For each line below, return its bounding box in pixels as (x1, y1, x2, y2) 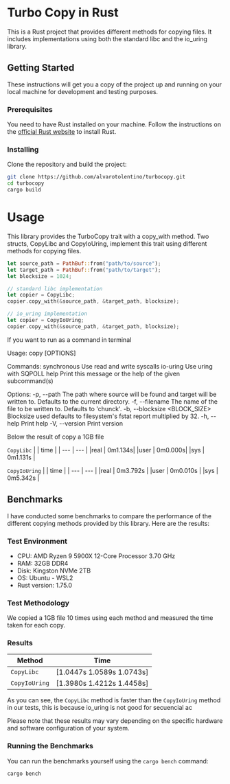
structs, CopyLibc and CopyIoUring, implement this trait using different (7, 239, 207, 248)
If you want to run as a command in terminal (7, 335, 132, 344)
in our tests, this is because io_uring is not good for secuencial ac (7, 704, 192, 712)
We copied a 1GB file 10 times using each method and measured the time (7, 614, 214, 622)
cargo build (7, 187, 41, 194)
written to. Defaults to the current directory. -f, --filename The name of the (7, 397, 218, 406)
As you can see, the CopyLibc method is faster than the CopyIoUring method (7, 696, 221, 704)
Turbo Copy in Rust (7, 5, 119, 21)
